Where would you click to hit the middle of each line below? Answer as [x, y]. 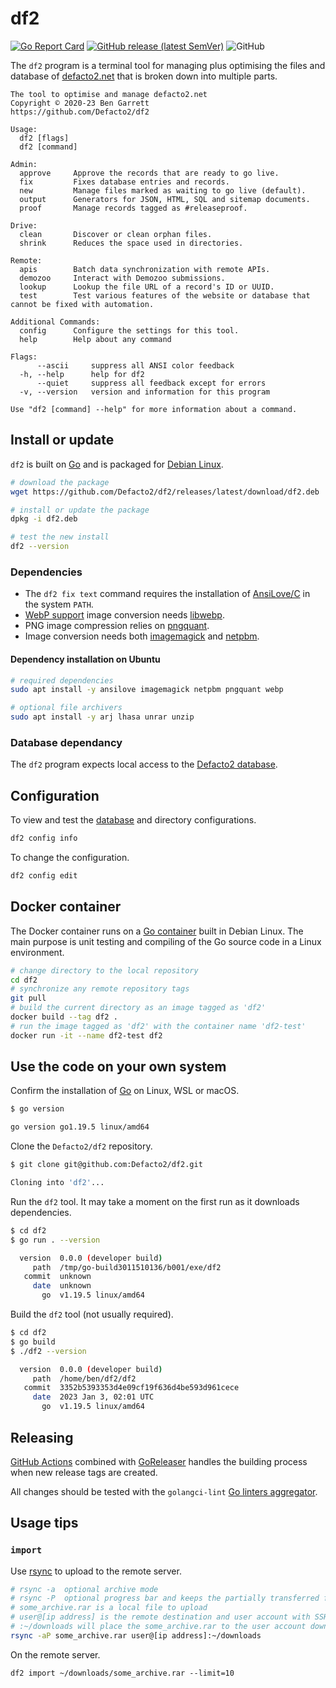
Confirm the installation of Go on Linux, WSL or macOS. [125, 1091]
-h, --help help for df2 [82, 374]
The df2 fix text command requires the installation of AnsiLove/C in [167, 594]
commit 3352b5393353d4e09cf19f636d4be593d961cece [131, 1388]
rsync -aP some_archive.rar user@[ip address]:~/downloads [136, 1635]
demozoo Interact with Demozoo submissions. [122, 278]
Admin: [24, 164]
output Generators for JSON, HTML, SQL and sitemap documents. [165, 199]
